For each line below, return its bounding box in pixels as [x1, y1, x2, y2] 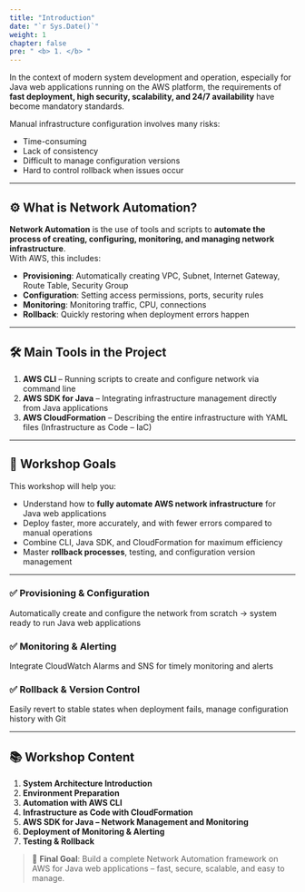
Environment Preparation [22, 788, 120, 799]
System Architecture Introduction [22, 778, 152, 789]
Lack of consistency [22, 146, 99, 157]
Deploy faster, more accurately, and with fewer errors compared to [22, 517, 272, 528]
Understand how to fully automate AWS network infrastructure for [22, 498, 277, 509]
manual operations [22, 527, 93, 538]
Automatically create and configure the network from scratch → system [9, 607, 277, 618]
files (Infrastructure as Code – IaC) [22, 421, 152, 432]
